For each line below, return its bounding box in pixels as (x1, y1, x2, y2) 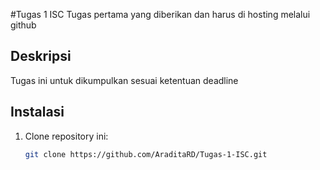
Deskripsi (10, 48, 72, 65)
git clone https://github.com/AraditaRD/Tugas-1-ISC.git (24, 149, 268, 159)
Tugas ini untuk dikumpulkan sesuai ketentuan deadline (10, 74, 239, 86)
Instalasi (10, 104, 65, 121)
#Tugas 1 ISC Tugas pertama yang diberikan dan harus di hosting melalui (10, 9, 311, 20)
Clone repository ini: (24, 130, 109, 142)
